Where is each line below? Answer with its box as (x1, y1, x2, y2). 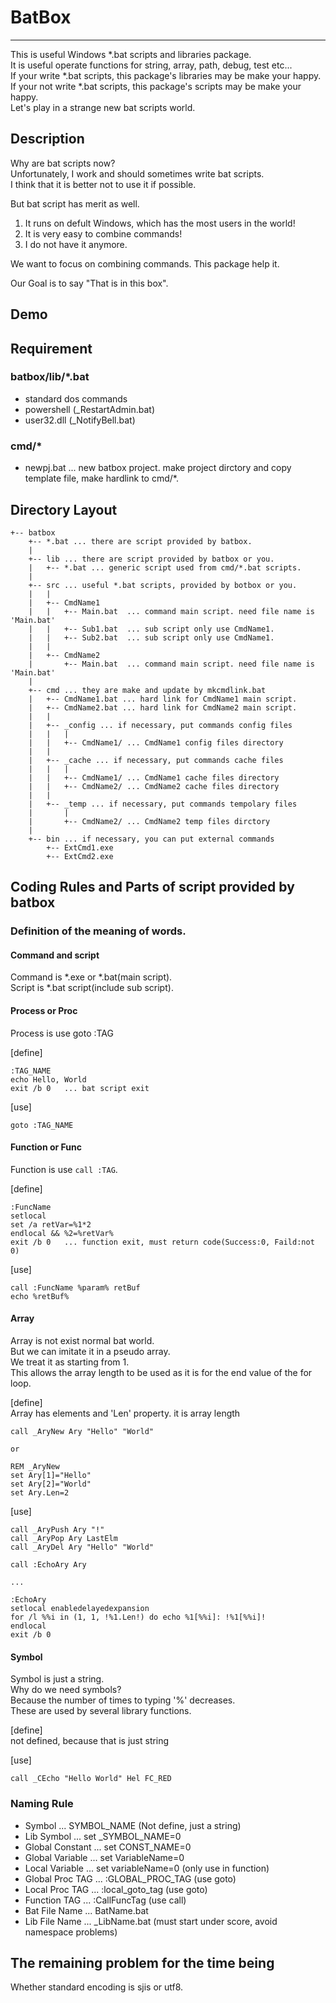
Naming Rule (10, 1797, 74, 1811)
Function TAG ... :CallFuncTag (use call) (24, 1894, 187, 1906)
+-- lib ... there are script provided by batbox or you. (28, 554, 275, 564)
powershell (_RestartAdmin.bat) (24, 403, 156, 415)
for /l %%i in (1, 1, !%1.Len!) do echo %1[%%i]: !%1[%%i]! (10, 1612, 267, 1623)
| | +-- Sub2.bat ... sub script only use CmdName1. (28, 632, 275, 643)
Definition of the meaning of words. (10, 924, 187, 938)
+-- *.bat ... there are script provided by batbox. (28, 536, 253, 546)
